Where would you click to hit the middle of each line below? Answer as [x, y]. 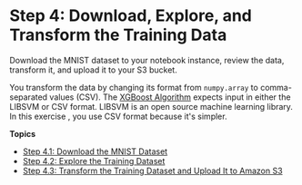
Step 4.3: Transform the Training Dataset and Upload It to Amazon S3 [153, 170]
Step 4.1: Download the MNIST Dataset [95, 151]
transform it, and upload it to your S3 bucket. [93, 70]
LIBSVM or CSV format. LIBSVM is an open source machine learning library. [151, 106]
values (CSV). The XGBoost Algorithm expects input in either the [170, 97]
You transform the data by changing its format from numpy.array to [134, 87]
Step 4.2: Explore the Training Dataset [94, 161]
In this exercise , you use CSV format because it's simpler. [118, 116]
